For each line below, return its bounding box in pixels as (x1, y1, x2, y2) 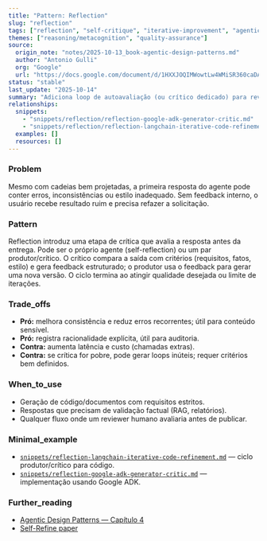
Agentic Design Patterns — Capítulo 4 (19, 515, 145, 525)
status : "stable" (8, 78, 66, 86)
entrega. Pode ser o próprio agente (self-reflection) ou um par (8, 245, 212, 255)
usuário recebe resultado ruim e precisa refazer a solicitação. (8, 198, 210, 208)
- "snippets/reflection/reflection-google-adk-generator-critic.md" (22, 115, 254, 123)
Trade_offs (8, 299, 52, 310)
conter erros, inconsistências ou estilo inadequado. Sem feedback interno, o (8, 190, 258, 200)
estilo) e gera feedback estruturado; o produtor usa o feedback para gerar (8, 262, 252, 271)
